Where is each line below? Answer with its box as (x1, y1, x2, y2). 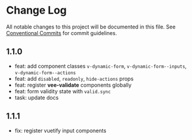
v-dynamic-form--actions (14, 69, 76, 76)
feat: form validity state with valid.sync (14, 87, 111, 95)
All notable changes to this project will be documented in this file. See (6, 23, 176, 30)
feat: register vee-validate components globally (14, 81, 132, 88)
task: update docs (14, 94, 59, 101)
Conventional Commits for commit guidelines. (6, 29, 117, 36)
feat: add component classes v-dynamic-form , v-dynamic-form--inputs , (14, 62, 187, 69)
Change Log (6, 4, 67, 17)
